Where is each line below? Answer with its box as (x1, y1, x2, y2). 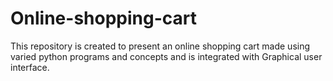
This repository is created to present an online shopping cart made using (10, 40, 311, 52)
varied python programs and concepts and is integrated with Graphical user (10, 50, 323, 62)
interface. (10, 61, 50, 73)
